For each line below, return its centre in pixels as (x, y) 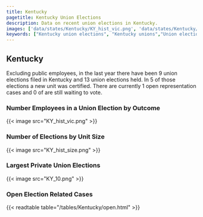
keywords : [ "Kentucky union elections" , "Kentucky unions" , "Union (92, 34)
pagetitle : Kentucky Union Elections (54, 17)
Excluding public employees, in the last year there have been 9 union (92, 73)
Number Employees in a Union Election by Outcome (83, 108)
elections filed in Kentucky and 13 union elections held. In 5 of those (91, 80)
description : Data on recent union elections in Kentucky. (82, 23)
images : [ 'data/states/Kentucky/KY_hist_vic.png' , (71, 29)
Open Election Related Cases (50, 194)
